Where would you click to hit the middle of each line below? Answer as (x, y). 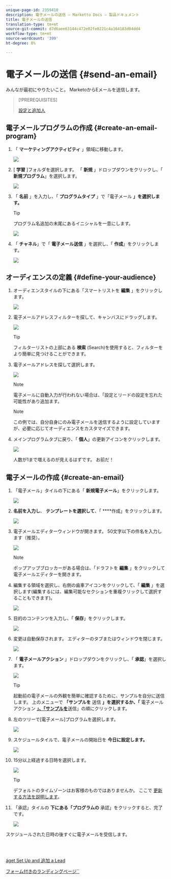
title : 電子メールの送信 (29, 19)
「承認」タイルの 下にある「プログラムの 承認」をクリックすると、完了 (88, 808)
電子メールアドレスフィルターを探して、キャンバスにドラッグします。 (86, 317)
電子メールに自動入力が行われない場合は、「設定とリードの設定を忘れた (88, 395)
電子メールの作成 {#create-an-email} (65, 477)
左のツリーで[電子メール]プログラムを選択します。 (66, 719)
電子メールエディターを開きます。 (49, 575)
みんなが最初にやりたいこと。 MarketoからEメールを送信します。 (74, 89)
